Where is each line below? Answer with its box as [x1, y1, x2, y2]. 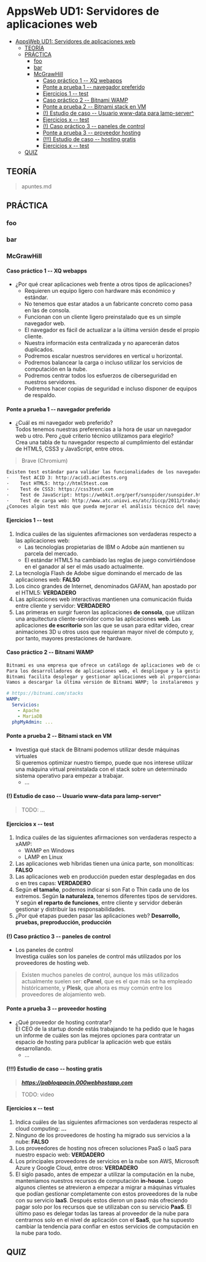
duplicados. [24, 346, 55, 354]
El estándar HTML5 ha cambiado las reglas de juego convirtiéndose [24, 556, 196, 563]
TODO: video [21, 1091, 55, 1098]
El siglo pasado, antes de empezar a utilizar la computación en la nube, [15, 1171, 195, 1178]
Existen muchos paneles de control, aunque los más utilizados [21, 971, 179, 978]
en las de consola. [24, 307, 71, 314]
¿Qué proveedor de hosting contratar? [15, 1018, 112, 1026]
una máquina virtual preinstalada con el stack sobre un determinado [15, 765, 188, 773]
